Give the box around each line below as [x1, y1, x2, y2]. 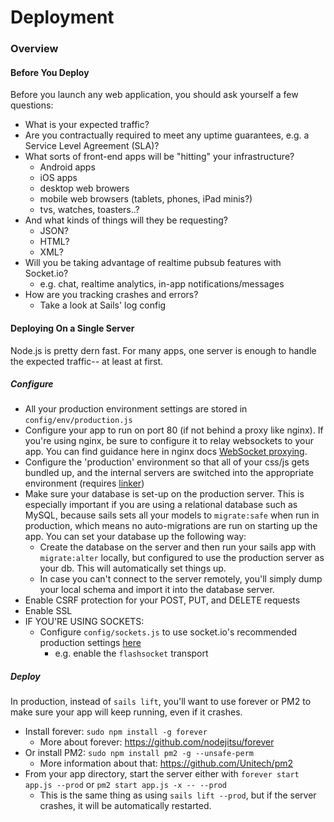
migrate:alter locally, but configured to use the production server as [39, 552, 325, 564]
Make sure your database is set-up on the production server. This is [24, 488, 305, 500]
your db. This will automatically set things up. [39, 562, 227, 575]
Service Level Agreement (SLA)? [24, 140, 160, 152]
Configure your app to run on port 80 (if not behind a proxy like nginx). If [24, 424, 324, 436]
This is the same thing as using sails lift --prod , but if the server [39, 789, 317, 801]
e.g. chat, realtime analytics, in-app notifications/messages [39, 278, 285, 290]
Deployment [10, 6, 115, 29]
